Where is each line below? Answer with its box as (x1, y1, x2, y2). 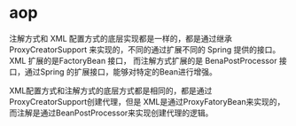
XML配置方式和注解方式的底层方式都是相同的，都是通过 (9, 85, 213, 96)
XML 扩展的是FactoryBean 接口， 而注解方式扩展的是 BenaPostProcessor (9, 55, 277, 66)
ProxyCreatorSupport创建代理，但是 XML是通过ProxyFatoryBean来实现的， (9, 96, 285, 106)
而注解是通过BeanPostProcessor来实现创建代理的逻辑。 (9, 107, 214, 118)
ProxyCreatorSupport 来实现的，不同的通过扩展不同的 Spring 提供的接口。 (9, 43, 281, 55)
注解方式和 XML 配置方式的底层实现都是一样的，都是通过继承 (9, 33, 232, 43)
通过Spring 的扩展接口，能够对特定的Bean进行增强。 (24, 66, 217, 77)
